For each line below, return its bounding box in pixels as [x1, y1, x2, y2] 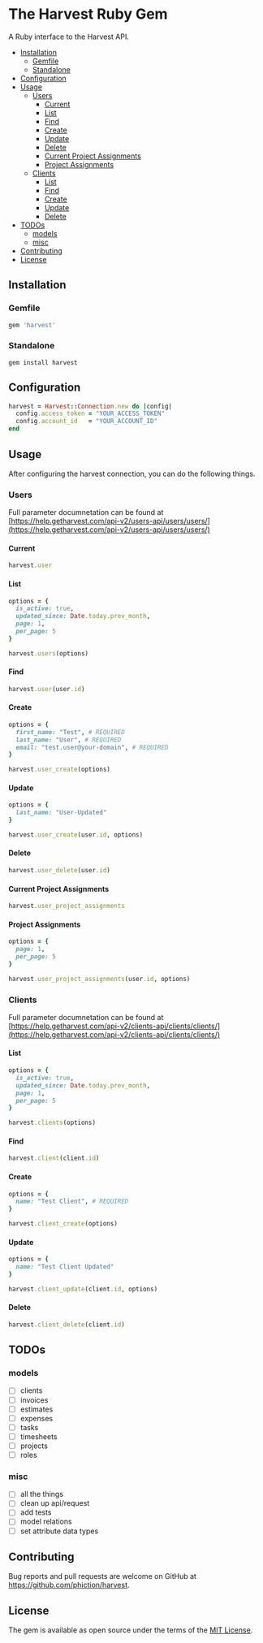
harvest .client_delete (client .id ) [8, 1321, 126, 1329]
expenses [19, 1413, 54, 1423]
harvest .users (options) [8, 649, 89, 658]
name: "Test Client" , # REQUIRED [15, 1197, 129, 1206]
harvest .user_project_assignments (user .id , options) [8, 975, 191, 983]
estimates [19, 1404, 54, 1414]
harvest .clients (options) [8, 1118, 96, 1127]
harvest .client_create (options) [8, 1220, 118, 1228]
